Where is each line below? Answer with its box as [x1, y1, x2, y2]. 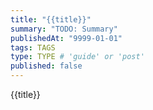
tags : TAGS [10, 42, 56, 53]
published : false [10, 61, 83, 71]
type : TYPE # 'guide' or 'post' [10, 52, 145, 62]
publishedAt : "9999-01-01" [10, 33, 123, 43]
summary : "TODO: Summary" [10, 24, 118, 34]
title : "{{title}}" [10, 14, 92, 25]
